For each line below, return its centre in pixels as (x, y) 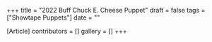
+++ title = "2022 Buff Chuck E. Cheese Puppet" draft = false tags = (106, 10)
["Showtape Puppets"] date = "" (53, 17)
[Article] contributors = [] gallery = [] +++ (67, 31)
